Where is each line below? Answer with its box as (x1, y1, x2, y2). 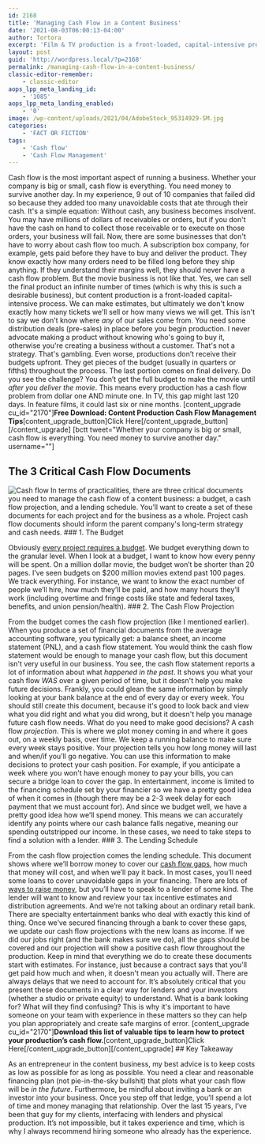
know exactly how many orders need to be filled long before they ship (8, 257, 235, 266)
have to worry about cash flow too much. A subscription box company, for (8, 240, 250, 250)
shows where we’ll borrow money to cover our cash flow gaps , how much (8, 859, 248, 869)
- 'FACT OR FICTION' (22, 129, 90, 137)
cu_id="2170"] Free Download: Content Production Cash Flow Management (8, 408, 257, 417)
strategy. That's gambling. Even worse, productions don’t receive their (8, 349, 237, 359)
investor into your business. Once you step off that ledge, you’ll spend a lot (8, 1093, 252, 1103)
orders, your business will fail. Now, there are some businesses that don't (8, 232, 247, 241)
